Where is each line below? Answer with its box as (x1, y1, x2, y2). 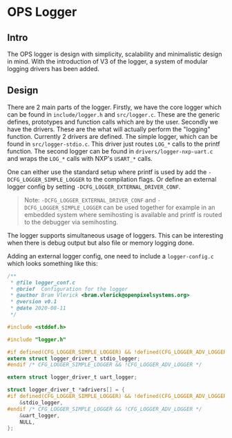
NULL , (19, 419, 36, 426)
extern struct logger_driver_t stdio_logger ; (7, 355, 140, 362)
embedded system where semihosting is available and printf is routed (23, 210, 222, 218)
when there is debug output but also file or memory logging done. (7, 238, 195, 247)
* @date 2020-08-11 (10, 305, 67, 312)
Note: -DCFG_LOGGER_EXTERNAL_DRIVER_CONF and (23, 196, 157, 204)
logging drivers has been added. (7, 65, 100, 73)
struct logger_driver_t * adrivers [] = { (7, 386, 126, 394)
